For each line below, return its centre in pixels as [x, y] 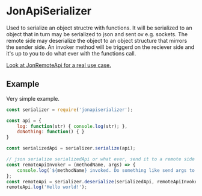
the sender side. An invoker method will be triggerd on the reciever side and [100, 47]
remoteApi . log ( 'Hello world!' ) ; [47, 187]
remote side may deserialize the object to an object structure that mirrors [97, 40]
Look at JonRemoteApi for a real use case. [59, 65]
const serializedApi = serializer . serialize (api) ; [71, 148]
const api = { [24, 121]
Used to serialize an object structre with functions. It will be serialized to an [99, 28]
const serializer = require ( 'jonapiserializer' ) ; [70, 110]
